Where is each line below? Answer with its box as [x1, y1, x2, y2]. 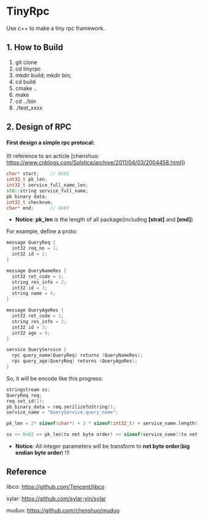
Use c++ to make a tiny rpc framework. [6, 24, 105, 32]
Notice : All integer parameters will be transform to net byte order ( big [15, 442, 190, 450]
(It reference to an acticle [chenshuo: [6, 152, 99, 160]
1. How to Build [6, 42, 63, 53]
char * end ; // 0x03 [6, 205, 70, 211]
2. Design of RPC [6, 122, 72, 132]
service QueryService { [6, 347, 67, 353]
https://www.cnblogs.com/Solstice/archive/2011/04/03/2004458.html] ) [6, 159, 185, 166]
